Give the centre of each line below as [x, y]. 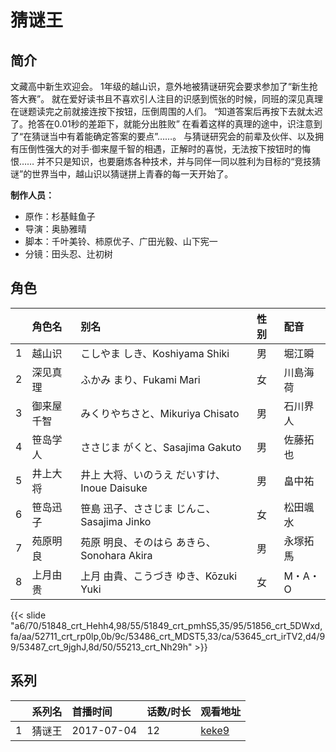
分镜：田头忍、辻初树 [68, 254]
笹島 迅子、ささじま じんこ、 [148, 508]
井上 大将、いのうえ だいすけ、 [153, 474]
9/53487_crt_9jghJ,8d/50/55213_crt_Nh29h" [101, 647]
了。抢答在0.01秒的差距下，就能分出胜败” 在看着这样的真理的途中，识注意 [162, 124]
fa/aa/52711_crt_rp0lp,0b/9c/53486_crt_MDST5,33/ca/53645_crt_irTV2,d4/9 [168, 636]
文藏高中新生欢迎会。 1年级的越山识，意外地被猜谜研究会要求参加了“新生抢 [164, 86]
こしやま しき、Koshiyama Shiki [155, 353]
